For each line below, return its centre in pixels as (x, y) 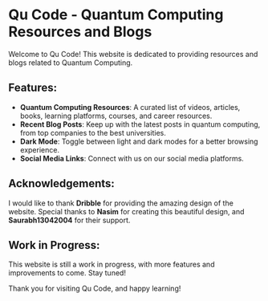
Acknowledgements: (61, 183)
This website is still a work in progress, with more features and (112, 264)
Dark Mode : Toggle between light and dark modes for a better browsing (139, 141)
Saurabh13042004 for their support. (69, 220)
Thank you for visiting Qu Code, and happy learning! (95, 289)
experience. (40, 149)
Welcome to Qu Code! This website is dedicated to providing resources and (133, 54)
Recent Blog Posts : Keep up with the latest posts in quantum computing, (140, 124)
